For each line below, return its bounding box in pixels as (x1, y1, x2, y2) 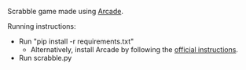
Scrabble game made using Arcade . (7, 7, 123, 16)
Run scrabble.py (18, 54, 72, 62)
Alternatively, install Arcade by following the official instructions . (30, 45, 239, 54)
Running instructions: (7, 22, 76, 30)
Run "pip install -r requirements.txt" (18, 37, 134, 46)
